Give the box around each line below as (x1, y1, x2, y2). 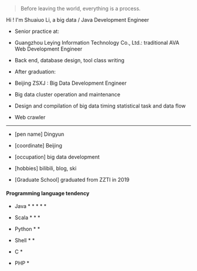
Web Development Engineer (14, 45, 83, 52)
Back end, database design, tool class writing (14, 57, 125, 63)
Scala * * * (14, 214, 40, 221)
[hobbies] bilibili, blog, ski (14, 165, 77, 172)
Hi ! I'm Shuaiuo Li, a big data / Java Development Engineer (6, 16, 150, 23)
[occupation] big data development (14, 153, 100, 160)
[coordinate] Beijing (14, 142, 63, 149)
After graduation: (14, 68, 56, 75)
